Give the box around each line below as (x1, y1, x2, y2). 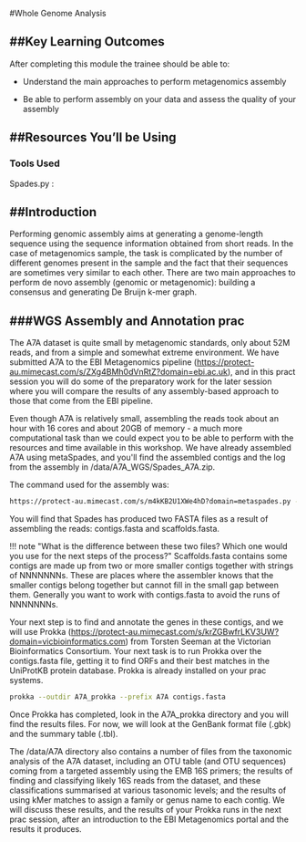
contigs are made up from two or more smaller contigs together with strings (9, 560, 294, 571)
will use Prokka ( (9, 627, 71, 637)
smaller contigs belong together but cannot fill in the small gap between (9, 579, 280, 590)
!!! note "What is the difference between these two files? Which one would (9, 541, 288, 551)
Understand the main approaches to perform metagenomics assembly (22, 76, 287, 87)
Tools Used (9, 157, 61, 170)
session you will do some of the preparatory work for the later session (9, 376, 272, 387)
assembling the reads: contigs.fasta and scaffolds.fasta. (9, 524, 220, 534)
